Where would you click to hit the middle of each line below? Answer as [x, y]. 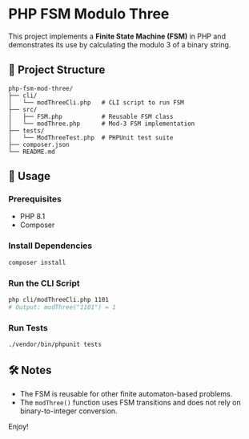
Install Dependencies [50, 246]
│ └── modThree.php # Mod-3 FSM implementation [102, 124]
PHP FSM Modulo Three [89, 14]
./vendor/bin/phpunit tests [55, 344]
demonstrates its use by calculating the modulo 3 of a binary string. [120, 44]
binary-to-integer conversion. [68, 411]
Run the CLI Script [44, 283]
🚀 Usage [29, 176]
